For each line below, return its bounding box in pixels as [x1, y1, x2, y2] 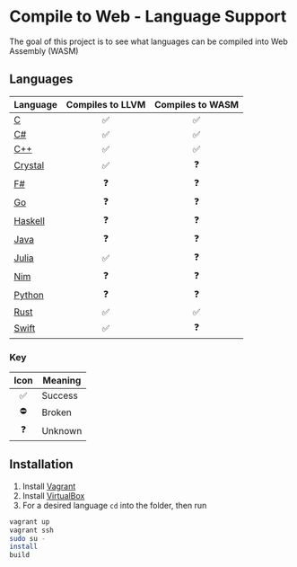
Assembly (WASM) [9, 45, 79, 56]
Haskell [13, 215, 45, 227]
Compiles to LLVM [66, 98, 146, 111]
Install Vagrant [22, 481, 76, 492]
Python [13, 289, 45, 302]
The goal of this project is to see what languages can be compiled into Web [9, 36, 289, 47]
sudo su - [9, 534, 47, 543]
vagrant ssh [9, 526, 54, 535]
